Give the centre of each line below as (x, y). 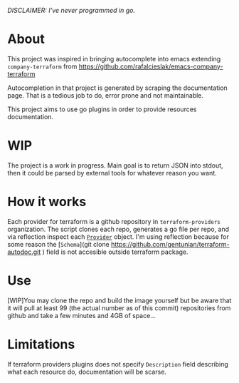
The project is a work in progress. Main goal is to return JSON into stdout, (115, 165)
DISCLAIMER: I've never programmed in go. (71, 10)
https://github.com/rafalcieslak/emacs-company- (151, 66)
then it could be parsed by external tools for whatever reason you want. (112, 173)
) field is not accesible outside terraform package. (115, 252)
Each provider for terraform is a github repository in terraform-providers (114, 221)
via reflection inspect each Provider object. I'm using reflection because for (118, 236)
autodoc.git (24, 252)
